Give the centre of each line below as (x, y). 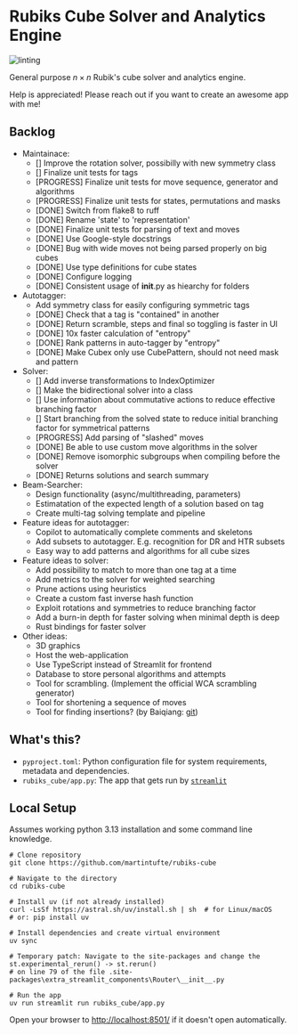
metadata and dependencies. (76, 770)
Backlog (32, 132)
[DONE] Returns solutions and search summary (122, 475)
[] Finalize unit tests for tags (87, 172)
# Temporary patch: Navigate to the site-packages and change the (135, 957)
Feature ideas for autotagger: (76, 522)
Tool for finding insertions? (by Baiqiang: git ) (117, 712)
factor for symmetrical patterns (93, 427)
